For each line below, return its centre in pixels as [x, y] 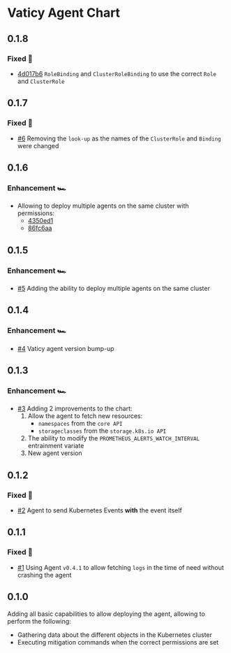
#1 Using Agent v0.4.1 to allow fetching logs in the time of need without [121, 567]
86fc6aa [40, 228]
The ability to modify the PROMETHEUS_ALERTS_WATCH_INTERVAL [114, 438]
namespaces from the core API [80, 424]
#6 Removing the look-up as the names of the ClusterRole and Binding [119, 138]
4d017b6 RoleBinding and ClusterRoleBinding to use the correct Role [117, 73]
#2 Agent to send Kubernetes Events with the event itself [100, 510]
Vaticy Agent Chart [64, 13]
